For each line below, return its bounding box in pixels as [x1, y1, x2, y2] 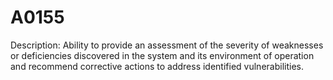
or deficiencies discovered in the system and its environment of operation [10, 49, 315, 61]
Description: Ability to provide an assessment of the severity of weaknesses [10, 39, 324, 51]
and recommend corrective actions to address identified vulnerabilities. [10, 60, 304, 72]
